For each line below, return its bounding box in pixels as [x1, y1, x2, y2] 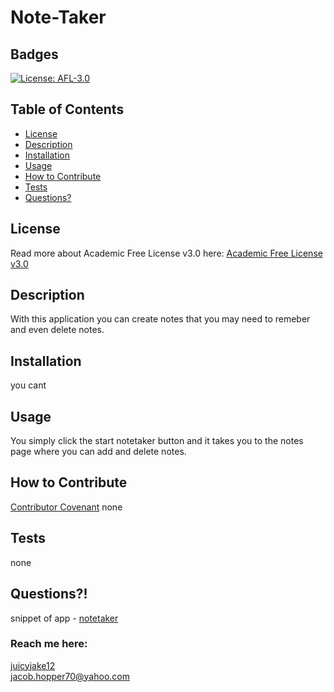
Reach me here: [10, 637, 88, 651]
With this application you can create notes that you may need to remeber [10, 313, 311, 325]
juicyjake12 [10, 659, 56, 671]
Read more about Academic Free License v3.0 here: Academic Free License [10, 247, 323, 259]
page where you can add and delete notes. [10, 446, 187, 458]
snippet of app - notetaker [10, 612, 119, 624]
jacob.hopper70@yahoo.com [10, 670, 130, 682]
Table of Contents [10, 101, 125, 118]
